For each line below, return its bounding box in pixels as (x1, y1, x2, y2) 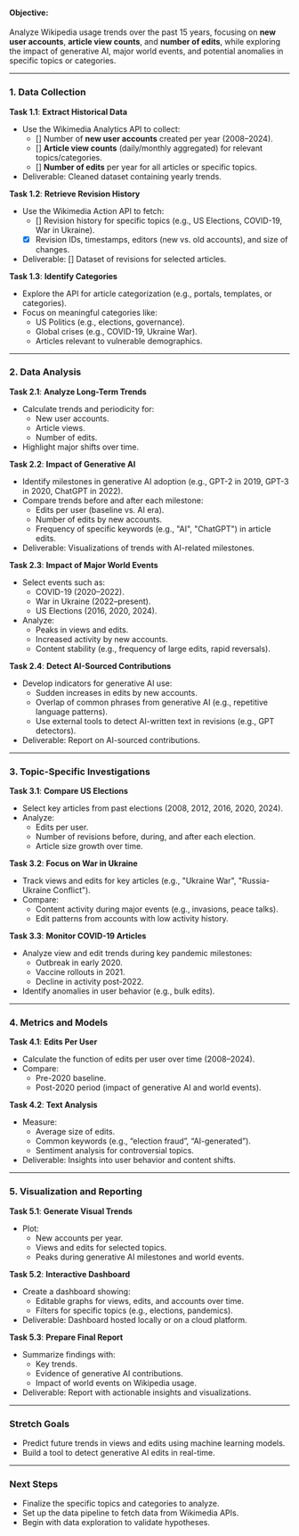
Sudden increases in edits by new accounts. (35, 687, 198, 698)
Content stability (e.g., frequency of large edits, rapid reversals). (35, 643, 271, 654)
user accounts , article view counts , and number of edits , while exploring (9, 37, 281, 47)
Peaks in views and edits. (35, 624, 129, 635)
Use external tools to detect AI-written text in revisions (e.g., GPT (35, 715, 275, 726)
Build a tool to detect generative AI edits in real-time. (21, 1448, 215, 1458)
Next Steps (9, 1477, 59, 1490)
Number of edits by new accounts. (35, 514, 163, 524)
